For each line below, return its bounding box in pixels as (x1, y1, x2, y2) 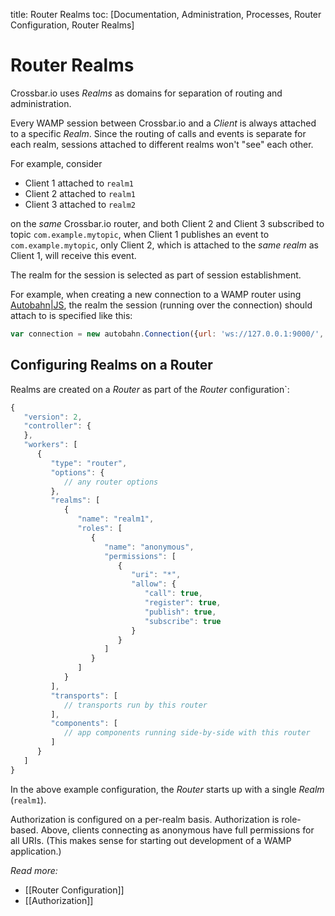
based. (10, 824, 39, 836)
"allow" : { (131, 579, 177, 589)
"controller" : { (23, 421, 92, 431)
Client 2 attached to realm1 (24, 187, 136, 199)
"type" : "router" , (50, 458, 128, 468)
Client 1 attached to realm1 (24, 177, 135, 189)
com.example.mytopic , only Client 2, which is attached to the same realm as (10, 239, 319, 251)
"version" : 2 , (23, 412, 83, 422)
